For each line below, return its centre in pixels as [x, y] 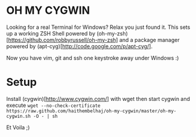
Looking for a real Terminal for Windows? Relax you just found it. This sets [98, 27]
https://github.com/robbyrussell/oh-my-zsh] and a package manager [94, 40]
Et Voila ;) [18, 127]
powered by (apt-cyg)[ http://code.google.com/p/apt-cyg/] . [79, 46]
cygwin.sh [19, 116]
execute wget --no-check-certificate [53, 105]
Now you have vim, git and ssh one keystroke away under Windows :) [93, 58]
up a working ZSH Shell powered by [51, 33]
